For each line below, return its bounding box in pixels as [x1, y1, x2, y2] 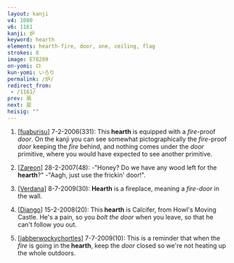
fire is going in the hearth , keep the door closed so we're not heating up [17, 241, 226, 250]
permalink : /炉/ [7, 75, 54, 83]
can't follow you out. [17, 220, 77, 229]
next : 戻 [7, 102, 32, 109]
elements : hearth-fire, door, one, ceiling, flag [7, 43, 156, 50]
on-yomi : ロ [7, 62, 41, 69]
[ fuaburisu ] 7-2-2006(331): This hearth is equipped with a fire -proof [17, 127, 216, 135]
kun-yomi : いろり [7, 69, 55, 76]
